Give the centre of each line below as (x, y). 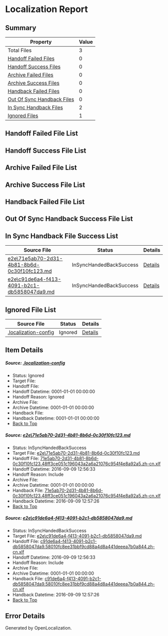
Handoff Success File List (46, 150)
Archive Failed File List (41, 168)
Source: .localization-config (35, 363)
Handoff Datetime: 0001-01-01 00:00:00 (54, 392)
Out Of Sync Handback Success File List (69, 219)
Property (41, 42)
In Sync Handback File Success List (62, 236)
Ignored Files (23, 116)
